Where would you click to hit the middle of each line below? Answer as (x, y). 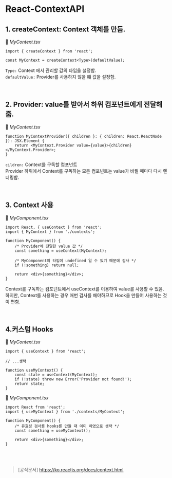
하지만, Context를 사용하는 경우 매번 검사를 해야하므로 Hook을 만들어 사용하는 (83, 295)
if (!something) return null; (47, 265)
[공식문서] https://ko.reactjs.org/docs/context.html (71, 470)
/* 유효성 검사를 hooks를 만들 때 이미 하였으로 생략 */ (67, 426)
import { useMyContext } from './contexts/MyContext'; (65, 412)
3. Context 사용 (30, 205)
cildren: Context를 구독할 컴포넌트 (41, 164)
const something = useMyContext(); (53, 431)
